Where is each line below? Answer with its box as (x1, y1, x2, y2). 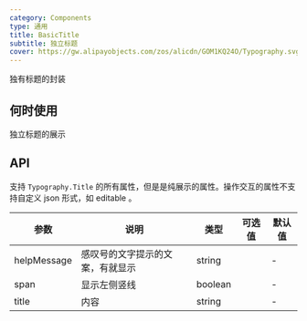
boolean (196, 277, 231, 290)
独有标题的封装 (9, 74, 66, 85)
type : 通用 (9, 22, 48, 31)
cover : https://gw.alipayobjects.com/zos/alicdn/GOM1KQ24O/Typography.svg (9, 47, 301, 57)
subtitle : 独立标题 (9, 38, 79, 48)
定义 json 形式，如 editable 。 (25, 192, 137, 203)
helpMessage (14, 254, 73, 266)
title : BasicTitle (9, 30, 79, 39)
